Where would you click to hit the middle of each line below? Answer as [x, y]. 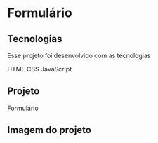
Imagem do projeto [49, 130]
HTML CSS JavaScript [40, 69]
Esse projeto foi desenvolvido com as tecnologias [79, 55]
